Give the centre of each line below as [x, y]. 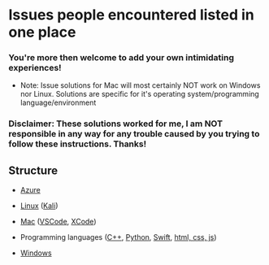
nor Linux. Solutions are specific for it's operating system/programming [140, 94]
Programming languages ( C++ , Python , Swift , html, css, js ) [118, 237]
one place [42, 32]
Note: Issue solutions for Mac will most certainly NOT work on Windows [140, 85]
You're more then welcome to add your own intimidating [121, 58]
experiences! [35, 68]
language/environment [58, 102]
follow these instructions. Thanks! [78, 144]
